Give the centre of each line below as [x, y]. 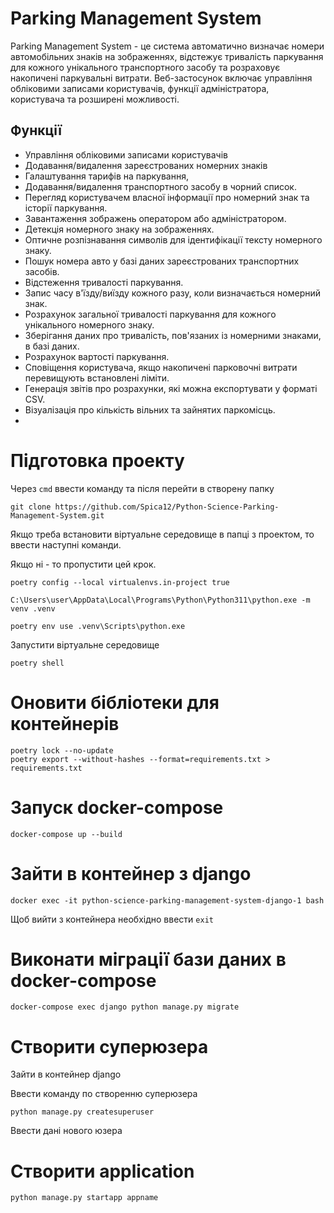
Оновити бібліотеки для [115, 702]
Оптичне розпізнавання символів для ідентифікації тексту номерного [173, 239]
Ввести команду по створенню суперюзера [104, 1094]
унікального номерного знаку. [89, 324]
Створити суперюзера [109, 1046]
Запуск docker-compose [117, 807]
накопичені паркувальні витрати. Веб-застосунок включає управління [161, 78]
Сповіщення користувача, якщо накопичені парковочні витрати [161, 367]
